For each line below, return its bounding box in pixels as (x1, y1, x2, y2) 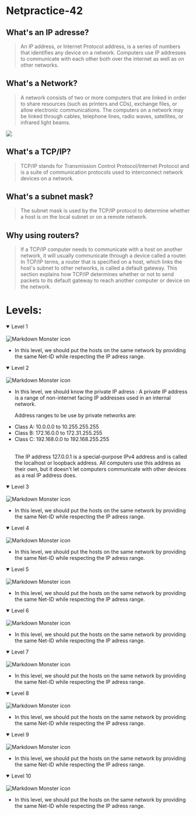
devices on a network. (20, 174, 74, 182)
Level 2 (11, 364, 29, 372)
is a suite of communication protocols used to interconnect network (20, 168, 183, 176)
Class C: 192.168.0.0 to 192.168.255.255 (14, 436, 110, 443)
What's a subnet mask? (6, 192, 93, 202)
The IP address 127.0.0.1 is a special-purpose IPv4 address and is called (14, 453, 187, 460)
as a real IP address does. (14, 472, 77, 479)
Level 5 (11, 566, 29, 573)
